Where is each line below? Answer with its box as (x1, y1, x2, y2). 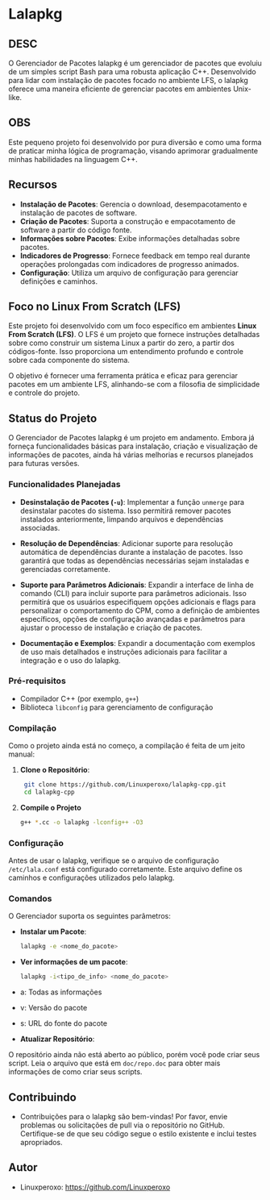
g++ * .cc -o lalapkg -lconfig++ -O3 (19, 818, 143, 827)
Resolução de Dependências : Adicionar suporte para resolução (19, 538, 234, 548)
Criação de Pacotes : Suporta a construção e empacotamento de (19, 216, 236, 226)
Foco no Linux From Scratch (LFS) (8, 300, 181, 314)
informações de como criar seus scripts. (8, 1067, 143, 1077)
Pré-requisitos (8, 675, 66, 686)
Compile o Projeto (19, 802, 82, 812)
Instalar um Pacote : (19, 927, 87, 936)
